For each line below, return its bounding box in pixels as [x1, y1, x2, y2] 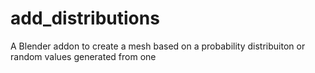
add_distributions [10, 7, 160, 30]
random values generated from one [10, 50, 157, 62]
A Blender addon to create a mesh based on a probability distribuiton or [10, 40, 306, 52]
